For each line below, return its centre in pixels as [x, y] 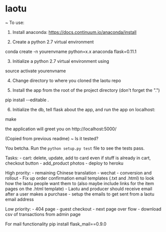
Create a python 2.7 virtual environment [53, 42]
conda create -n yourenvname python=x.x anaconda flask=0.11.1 [71, 51]
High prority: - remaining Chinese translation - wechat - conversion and [79, 173]
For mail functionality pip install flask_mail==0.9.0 [56, 224]
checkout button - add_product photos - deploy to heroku [64, 163]
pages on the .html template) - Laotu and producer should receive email [79, 189]
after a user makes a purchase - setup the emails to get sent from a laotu [80, 194]
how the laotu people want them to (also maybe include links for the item [80, 183]
